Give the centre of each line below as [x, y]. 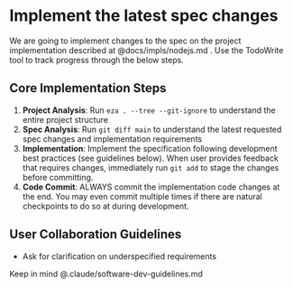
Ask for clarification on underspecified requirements [119, 256]
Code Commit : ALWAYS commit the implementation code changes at [151, 187]
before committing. [58, 177]
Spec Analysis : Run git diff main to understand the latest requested [152, 129]
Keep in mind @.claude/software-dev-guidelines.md [106, 274]
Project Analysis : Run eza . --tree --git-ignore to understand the [149, 110]
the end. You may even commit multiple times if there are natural [142, 196]
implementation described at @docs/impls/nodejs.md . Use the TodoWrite [146, 50]
